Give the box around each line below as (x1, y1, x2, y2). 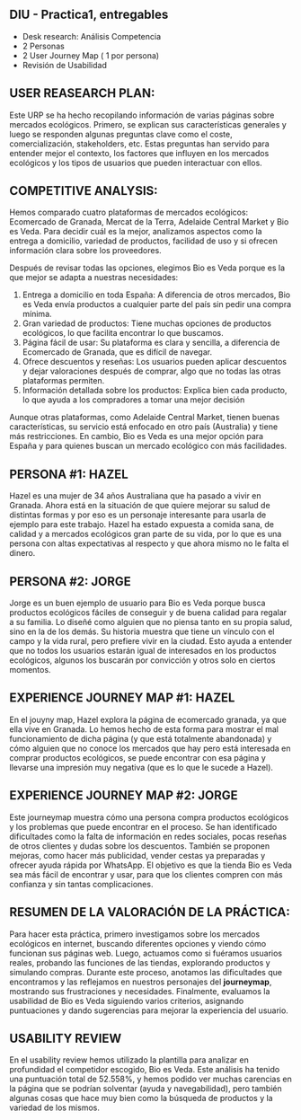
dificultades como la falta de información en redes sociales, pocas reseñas (9, 831, 288, 842)
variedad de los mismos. (9, 1102, 101, 1113)
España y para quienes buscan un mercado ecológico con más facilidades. (9, 440, 288, 452)
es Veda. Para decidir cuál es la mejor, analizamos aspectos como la (9, 226, 262, 237)
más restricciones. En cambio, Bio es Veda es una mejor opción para (9, 431, 263, 442)
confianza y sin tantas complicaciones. (9, 878, 154, 889)
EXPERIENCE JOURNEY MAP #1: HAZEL (9, 691, 235, 706)
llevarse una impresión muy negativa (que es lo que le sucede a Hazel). (9, 762, 274, 772)
